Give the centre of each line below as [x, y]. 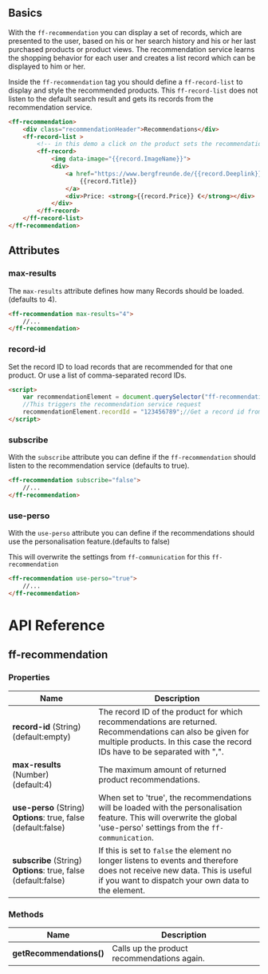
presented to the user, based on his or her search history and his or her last [132, 41]
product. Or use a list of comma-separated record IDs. [98, 375]
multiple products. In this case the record [175, 742]
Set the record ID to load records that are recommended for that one [120, 366]
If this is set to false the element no [165, 850]
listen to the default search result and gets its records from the [111, 98]
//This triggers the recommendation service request [112, 405]
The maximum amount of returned [163, 770]
